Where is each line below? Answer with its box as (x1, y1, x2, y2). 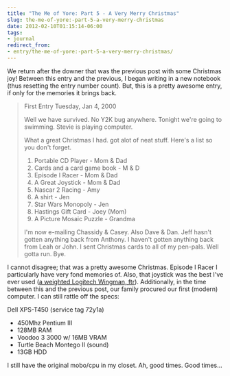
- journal (7, 36, 36, 42)
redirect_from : (7, 42, 51, 49)
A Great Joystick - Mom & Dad (34, 178, 121, 186)
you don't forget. (23, 143, 72, 151)
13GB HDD (16, 347, 47, 356)
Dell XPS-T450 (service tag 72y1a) (7, 305, 104, 314)
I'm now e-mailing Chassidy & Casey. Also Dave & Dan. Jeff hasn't (23, 227, 211, 236)
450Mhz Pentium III (16, 318, 73, 327)
